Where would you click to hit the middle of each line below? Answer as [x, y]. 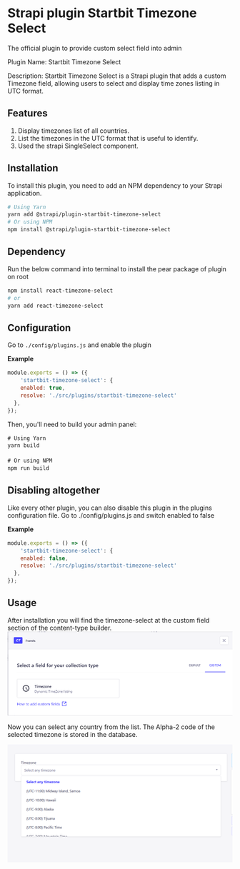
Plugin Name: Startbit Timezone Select [64, 61]
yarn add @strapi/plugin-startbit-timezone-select [84, 215]
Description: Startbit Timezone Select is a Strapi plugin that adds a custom [117, 76]
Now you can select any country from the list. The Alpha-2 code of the [111, 727]
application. [25, 193]
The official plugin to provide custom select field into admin [95, 48]
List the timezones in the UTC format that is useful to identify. [108, 138]
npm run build [29, 468]
